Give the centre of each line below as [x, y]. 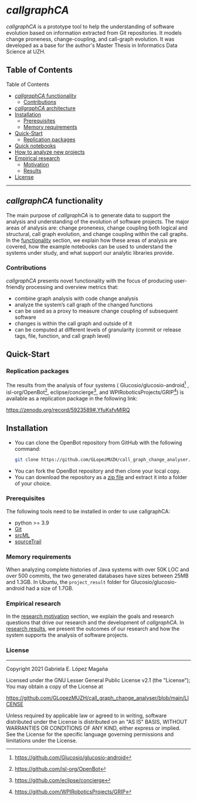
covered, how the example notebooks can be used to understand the [89, 246]
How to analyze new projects [50, 152]
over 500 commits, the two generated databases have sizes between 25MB [97, 576]
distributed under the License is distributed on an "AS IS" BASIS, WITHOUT [97, 722]
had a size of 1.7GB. [50, 589]
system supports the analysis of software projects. [67, 635]
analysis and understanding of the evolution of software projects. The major [98, 221]
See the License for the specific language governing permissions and [90, 734]
